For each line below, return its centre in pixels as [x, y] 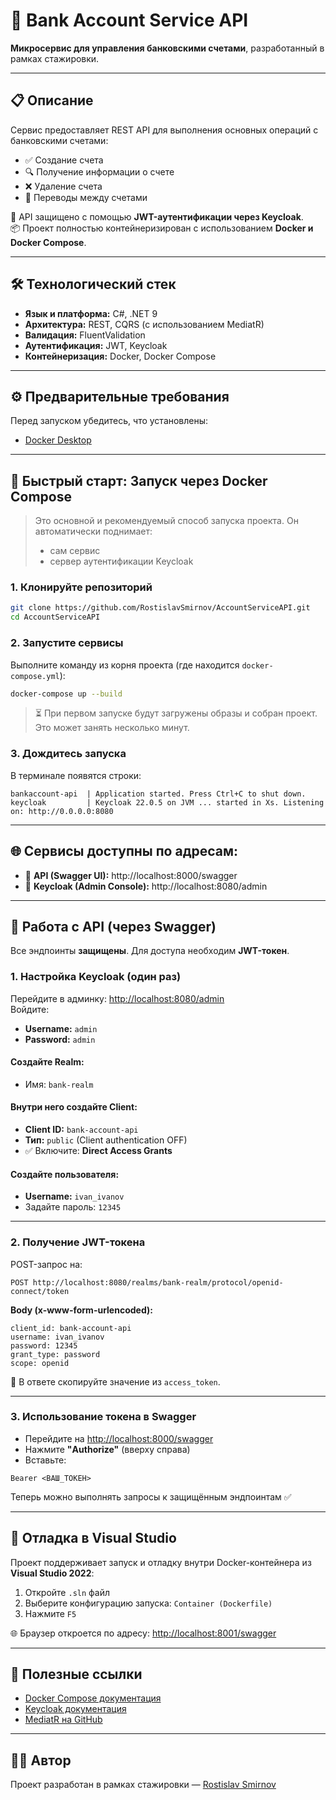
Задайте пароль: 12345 [73, 1207]
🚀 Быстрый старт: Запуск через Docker [139, 480]
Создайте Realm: [47, 1062]
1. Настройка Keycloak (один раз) [96, 977]
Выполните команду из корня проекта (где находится [125, 665]
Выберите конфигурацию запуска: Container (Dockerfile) [148, 1603]
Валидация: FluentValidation [85, 335]
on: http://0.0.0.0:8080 [62, 811]
